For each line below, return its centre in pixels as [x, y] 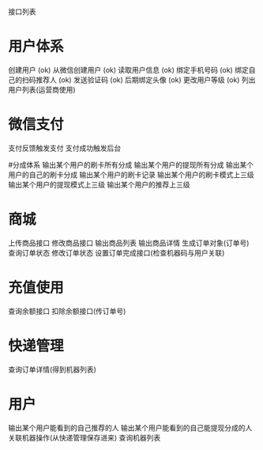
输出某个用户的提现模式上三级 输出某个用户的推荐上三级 [99, 184]
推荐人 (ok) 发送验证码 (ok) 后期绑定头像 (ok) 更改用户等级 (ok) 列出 [145, 79]
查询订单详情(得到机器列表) [53, 369]
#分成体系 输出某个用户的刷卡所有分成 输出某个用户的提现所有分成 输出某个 [131, 164]
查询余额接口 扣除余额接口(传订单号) [67, 311]
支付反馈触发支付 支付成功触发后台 [64, 148]
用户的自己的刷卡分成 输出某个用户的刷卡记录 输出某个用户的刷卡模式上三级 [131, 174]
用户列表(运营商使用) [42, 89]
